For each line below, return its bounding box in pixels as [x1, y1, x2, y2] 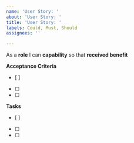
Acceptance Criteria [6, 62, 57, 70]
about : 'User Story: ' [6, 14, 62, 20]
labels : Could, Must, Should [6, 25, 78, 31]
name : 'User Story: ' [6, 8, 59, 15]
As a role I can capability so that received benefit [6, 51, 128, 58]
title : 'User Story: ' [6, 19, 62, 25]
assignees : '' [6, 30, 41, 36]
